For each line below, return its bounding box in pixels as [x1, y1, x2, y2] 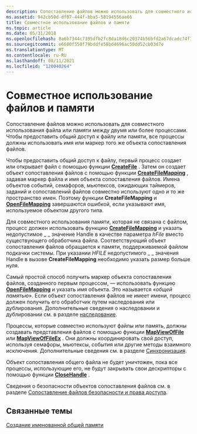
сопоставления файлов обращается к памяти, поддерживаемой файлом [6, 243, 189, 251]
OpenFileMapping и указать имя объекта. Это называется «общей [6, 286, 173, 293]
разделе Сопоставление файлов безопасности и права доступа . [6, 389, 168, 396]
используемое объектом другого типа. [6, 207, 104, 214]
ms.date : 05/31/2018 [6, 31, 57, 36]
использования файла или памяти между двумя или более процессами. [6, 127, 188, 134]
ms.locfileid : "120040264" [6, 63, 72, 69]
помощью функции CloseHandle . [6, 371, 90, 378]
